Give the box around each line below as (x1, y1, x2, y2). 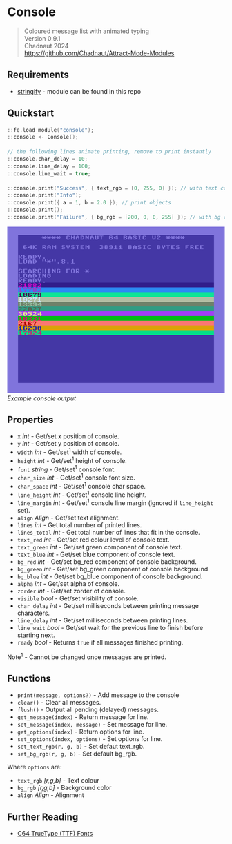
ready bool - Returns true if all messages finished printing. (17, 638, 184, 646)
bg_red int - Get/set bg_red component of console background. (17, 557, 197, 566)
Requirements (7, 69, 69, 81)
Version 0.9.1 (23, 34, 61, 42)
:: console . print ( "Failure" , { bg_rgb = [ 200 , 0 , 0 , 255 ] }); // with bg (7, 214, 221, 221)
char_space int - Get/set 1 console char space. (17, 481, 146, 490)
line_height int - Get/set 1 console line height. (17, 489, 147, 499)
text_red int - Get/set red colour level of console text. (17, 536, 170, 544)
